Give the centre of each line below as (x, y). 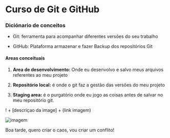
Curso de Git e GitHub (52, 9)
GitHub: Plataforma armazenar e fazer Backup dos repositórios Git (82, 47)
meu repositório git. (33, 100)
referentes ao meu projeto (40, 75)
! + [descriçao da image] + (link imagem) (48, 110)
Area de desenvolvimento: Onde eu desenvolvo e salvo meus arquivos (88, 70)
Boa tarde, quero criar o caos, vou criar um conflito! (60, 130)
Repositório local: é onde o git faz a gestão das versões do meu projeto (89, 85)
